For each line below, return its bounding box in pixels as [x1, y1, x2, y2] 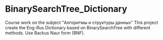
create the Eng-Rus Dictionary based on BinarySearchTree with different [5, 24, 150, 30]
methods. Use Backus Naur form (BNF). [5, 30, 85, 36]
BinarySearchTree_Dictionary [5, 3, 127, 15]
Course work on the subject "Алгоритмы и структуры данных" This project [5, 20, 158, 25]
